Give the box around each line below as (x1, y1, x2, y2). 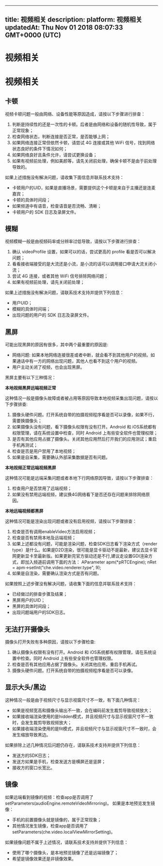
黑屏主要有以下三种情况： (5, 375, 56, 381)
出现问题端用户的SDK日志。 (12, 610, 68, 616)
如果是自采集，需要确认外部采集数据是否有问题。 (12, 454, 110, 461)
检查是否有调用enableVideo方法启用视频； (12, 529, 97, 535)
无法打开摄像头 (5, 625, 50, 634)
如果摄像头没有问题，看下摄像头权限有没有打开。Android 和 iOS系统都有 (12, 424, 157, 430)
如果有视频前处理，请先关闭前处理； (12, 279, 85, 285)
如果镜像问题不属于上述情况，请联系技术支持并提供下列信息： (5, 839, 129, 845)
